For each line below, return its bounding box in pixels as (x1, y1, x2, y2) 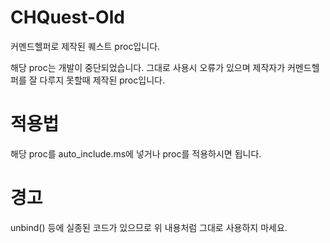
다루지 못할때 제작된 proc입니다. (39, 74, 165, 86)
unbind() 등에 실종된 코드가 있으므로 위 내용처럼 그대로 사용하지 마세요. (10, 221, 288, 233)
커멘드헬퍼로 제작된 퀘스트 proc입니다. (10, 40, 161, 52)
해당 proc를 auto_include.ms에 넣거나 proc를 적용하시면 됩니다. (10, 147, 262, 160)
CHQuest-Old (10, 6, 125, 29)
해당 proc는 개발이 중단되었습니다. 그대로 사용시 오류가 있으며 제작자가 (10, 61, 286, 73)
